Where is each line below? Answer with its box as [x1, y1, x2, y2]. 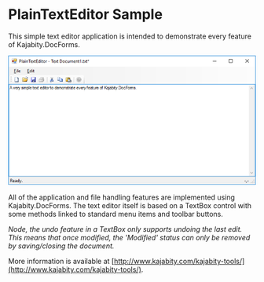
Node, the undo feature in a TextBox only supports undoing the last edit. [8, 225, 243, 234]
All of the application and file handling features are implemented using [8, 192, 236, 202]
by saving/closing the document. [8, 241, 115, 251]
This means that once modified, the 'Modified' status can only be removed [8, 233, 251, 243]
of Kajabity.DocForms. [8, 39, 80, 49]
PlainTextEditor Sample [8, 5, 163, 24]
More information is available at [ [8, 257, 115, 266]
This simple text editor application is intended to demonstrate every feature [8, 31, 251, 41]
